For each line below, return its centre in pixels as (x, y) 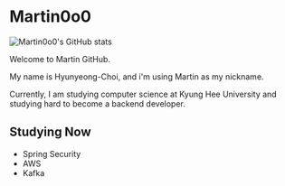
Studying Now (51, 132)
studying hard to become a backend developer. (97, 103)
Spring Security (52, 153)
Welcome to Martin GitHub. (60, 59)
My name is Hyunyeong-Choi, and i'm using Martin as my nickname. (137, 76)
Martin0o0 (51, 17)
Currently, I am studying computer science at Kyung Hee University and (143, 94)
